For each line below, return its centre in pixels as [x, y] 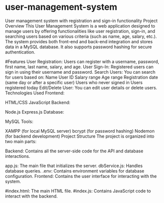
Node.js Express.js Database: [35, 112]
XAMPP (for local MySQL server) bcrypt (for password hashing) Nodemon [80, 131]
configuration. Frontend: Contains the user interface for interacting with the [81, 176]
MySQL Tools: [19, 121]
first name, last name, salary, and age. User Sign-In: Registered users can [79, 67]
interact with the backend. [31, 196]
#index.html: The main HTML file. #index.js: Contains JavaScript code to [78, 191]
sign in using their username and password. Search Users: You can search [80, 72]
